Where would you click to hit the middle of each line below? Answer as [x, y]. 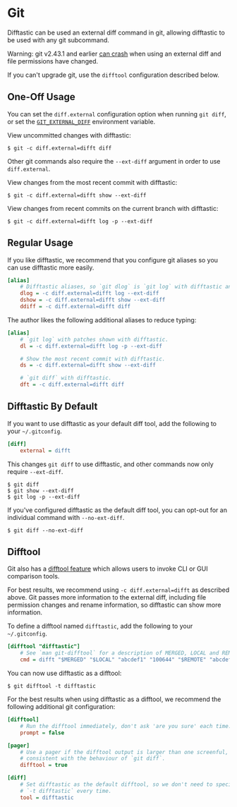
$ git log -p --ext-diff [44, 497]
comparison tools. [34, 576]
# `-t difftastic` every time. [66, 791]
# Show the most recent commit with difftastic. [93, 359]
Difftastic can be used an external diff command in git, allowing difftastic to [116, 32]
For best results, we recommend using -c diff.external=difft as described [119, 590]
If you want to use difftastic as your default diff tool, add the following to [112, 423]
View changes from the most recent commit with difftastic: [92, 182]
